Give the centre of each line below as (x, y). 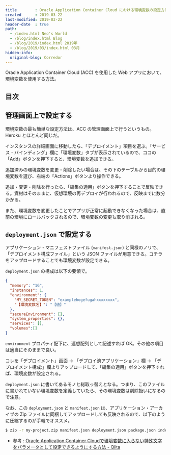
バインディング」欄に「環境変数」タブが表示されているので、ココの (85, 152)
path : (11, 29)
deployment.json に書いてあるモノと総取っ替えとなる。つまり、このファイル (85, 384)
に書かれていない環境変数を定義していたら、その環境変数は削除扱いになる (83, 390)
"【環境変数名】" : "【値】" (40, 305)
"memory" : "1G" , (27, 286)
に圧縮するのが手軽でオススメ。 (39, 420)
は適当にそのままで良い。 (32, 349)
